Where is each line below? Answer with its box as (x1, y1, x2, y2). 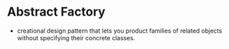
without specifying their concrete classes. (16, 33, 135, 42)
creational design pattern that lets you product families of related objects (16, 27, 222, 35)
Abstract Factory (7, 4, 106, 20)
